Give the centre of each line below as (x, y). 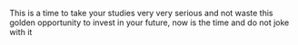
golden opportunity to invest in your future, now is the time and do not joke (149, 22)
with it (21, 32)
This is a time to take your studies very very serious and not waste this (141, 13)
